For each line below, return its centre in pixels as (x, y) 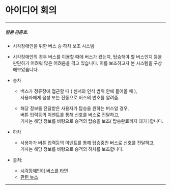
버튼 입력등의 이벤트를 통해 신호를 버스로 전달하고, (70, 115)
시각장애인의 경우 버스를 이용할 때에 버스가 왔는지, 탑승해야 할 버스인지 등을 (87, 57)
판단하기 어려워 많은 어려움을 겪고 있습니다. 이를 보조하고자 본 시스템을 (82, 63)
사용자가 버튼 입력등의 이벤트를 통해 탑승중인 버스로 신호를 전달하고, (88, 143)
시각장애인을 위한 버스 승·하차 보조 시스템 (53, 46)
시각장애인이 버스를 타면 (44, 171)
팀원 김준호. (17, 32)
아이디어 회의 (31, 10)
